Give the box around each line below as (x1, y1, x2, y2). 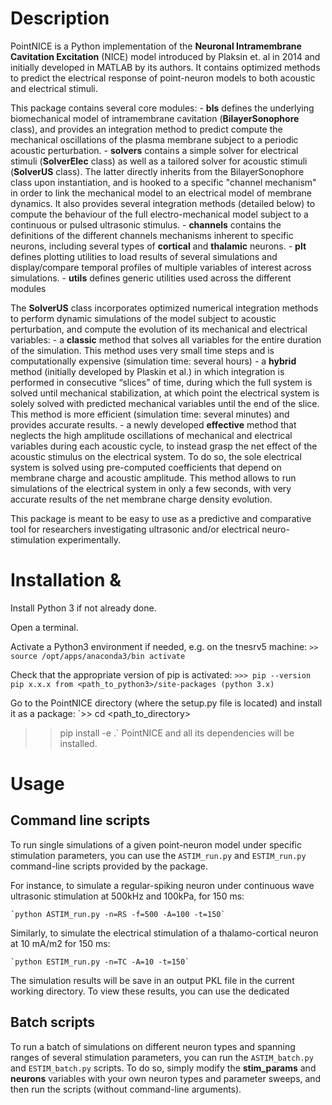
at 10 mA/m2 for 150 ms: (10, 937, 111, 949)
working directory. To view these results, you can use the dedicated (10, 985, 290, 997)
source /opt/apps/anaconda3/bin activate (10, 651, 186, 661)
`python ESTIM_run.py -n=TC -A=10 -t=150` (10, 957, 190, 967)
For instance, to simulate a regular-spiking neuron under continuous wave (10, 879, 315, 891)
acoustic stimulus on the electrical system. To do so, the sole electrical (10, 450, 302, 462)
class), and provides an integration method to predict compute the (10, 123, 283, 135)
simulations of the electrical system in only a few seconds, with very (10, 482, 292, 494)
